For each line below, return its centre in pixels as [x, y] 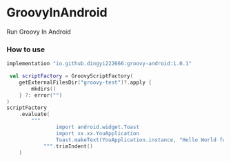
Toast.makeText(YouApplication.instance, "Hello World [136, 140]
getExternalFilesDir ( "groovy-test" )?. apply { [86, 82]
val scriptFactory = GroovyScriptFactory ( [71, 76]
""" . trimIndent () [68, 146]
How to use [26, 49]
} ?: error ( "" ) [41, 95]
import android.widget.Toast [97, 127]
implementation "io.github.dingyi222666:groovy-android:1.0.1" [99, 64]
